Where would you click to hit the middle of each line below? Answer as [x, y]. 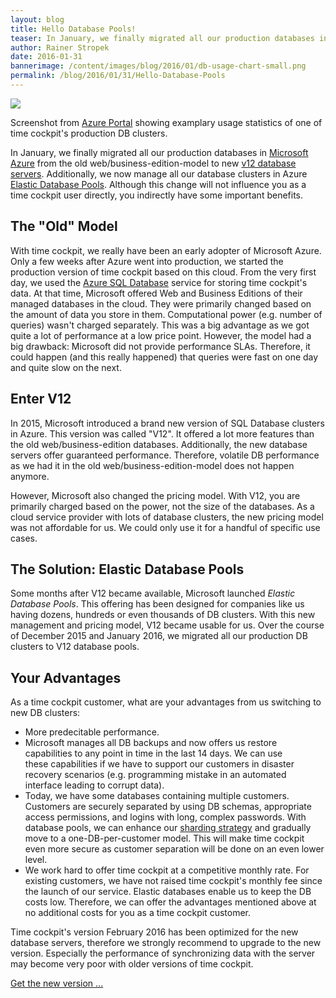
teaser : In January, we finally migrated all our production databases [162, 38]
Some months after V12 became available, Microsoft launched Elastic [153, 593]
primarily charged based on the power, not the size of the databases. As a [162, 506]
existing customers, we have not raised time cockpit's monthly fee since [173, 881]
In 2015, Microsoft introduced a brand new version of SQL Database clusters [167, 423]
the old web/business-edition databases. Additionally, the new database [159, 444]
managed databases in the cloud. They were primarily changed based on [161, 303]
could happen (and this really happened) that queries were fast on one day [164, 357]
